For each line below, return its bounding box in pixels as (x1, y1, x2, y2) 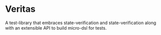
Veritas (5, 3, 36, 15)
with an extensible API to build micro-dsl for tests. (5, 25, 107, 31)
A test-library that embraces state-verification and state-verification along (5, 20, 157, 26)
